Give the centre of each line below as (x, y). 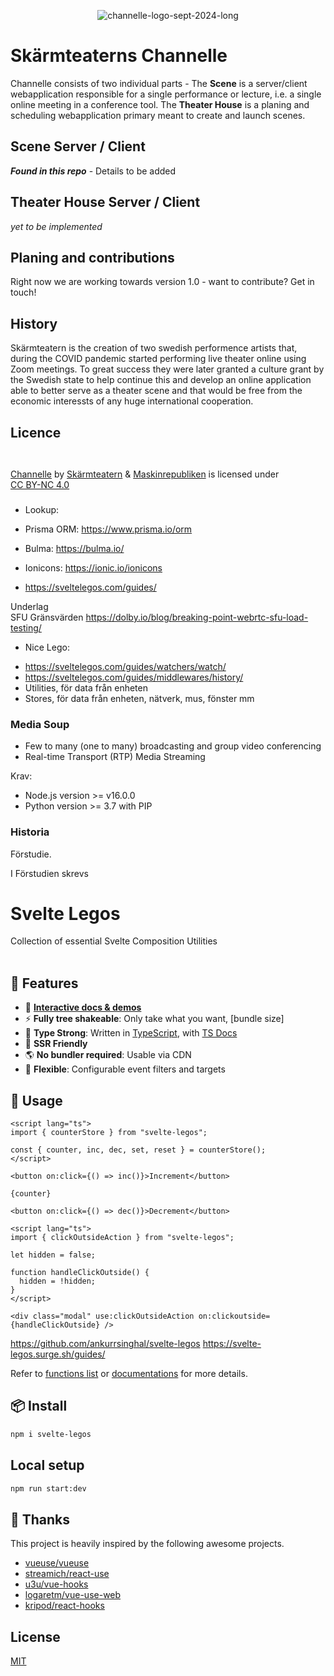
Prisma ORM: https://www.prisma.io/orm (108, 529)
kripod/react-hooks (64, 1606)
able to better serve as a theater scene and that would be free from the (156, 391)
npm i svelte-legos (51, 1434)
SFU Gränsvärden (47, 617)
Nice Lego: (47, 647)
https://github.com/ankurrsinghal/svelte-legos (105, 1344)
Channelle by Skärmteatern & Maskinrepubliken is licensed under (145, 474)
